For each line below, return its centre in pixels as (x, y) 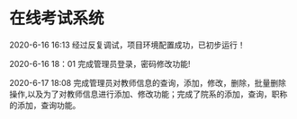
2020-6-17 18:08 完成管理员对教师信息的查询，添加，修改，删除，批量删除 (148, 82)
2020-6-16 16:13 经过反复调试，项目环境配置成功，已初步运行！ (127, 45)
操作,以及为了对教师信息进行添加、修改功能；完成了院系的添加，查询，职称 (148, 94)
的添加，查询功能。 (45, 105)
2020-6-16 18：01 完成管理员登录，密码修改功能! (100, 64)
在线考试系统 (57, 18)
